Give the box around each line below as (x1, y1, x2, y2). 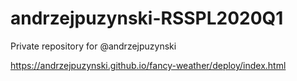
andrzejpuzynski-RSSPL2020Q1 (10, 7, 284, 30)
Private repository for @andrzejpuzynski (10, 40, 177, 52)
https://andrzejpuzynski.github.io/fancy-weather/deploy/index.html (10, 59, 287, 71)
